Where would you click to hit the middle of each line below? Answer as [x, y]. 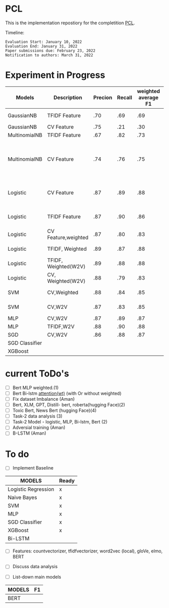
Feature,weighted [68, 237]
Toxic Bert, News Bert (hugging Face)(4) [54, 410]
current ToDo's [37, 374]
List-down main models [37, 577]
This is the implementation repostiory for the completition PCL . [70, 23]
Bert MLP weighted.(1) [35, 388]
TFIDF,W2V [61, 326]
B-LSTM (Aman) [29, 433]
